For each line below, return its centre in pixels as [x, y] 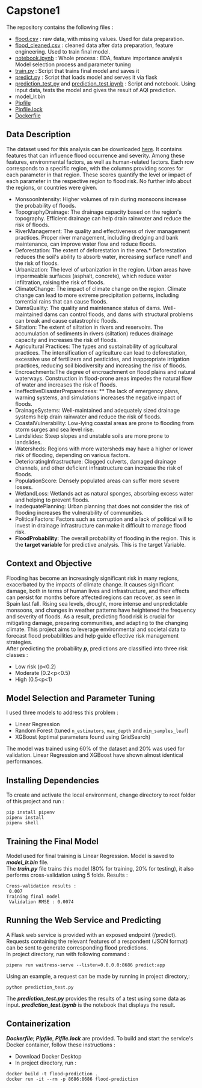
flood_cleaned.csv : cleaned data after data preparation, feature [94, 45]
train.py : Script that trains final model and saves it [77, 70]
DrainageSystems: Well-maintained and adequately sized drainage [97, 410]
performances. [25, 762]
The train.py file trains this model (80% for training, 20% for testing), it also [100, 869]
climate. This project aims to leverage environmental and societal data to [96, 629]
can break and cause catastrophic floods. [66, 320]
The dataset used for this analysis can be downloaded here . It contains [94, 149]
